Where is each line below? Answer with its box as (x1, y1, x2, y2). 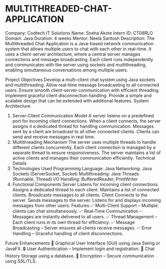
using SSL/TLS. (5, 258, 37, 264)
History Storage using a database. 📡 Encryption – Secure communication (5, 253, 154, 259)
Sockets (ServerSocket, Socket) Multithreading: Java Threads (12, 171, 139, 177)
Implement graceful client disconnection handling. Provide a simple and (5, 92, 152, 98)
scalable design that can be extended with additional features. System (5, 97, 149, 103)
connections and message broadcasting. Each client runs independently (5, 56, 153, 62)
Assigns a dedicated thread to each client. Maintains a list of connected (12, 186, 159, 192)
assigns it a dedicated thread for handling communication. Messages (12, 123, 154, 129)
